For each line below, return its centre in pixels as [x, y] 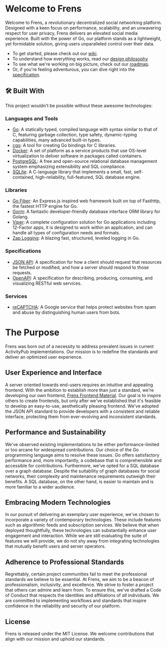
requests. [22, 272]
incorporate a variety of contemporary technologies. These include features [83, 520]
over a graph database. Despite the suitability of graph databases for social [83, 471]
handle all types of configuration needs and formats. [66, 233]
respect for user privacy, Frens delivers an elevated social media [72, 33]
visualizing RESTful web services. [47, 283]
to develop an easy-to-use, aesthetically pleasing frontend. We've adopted [82, 406]
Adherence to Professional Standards [65, 562]
